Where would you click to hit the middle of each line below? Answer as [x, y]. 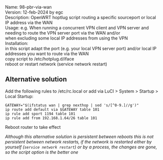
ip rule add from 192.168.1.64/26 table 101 [51, 118]
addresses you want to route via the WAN [47, 54]
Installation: [17, 43]
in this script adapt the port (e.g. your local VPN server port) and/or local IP [81, 49]
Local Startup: [19, 96]
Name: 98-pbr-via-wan [29, 7]
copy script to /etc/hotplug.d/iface [40, 59]
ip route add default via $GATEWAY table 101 [52, 109]
